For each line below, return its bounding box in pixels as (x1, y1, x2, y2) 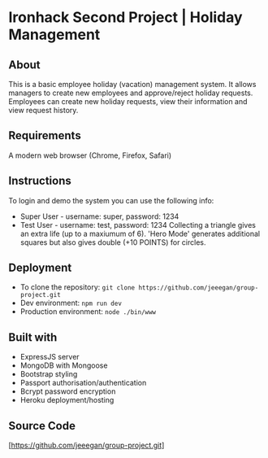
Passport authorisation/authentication (19, 378, 147, 388)
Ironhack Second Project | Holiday (8, 8, 243, 27)
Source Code (8, 419, 76, 433)
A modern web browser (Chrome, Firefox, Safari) (8, 150, 172, 160)
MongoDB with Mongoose (19, 360, 108, 370)
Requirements (8, 129, 81, 142)
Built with (8, 330, 58, 344)
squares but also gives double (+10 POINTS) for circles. (19, 237, 206, 247)
